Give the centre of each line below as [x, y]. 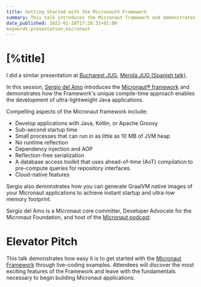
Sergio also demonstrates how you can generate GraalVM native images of [100, 186]
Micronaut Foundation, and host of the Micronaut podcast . [79, 218]
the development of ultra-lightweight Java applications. [75, 100]
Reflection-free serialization [49, 155]
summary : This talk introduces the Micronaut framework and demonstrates [101, 18]
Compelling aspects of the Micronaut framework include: [77, 112]
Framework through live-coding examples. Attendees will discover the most [100, 265]
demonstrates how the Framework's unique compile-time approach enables [101, 94]
